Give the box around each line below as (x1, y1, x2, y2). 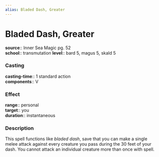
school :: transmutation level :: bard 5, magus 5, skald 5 (5, 50, 116, 56)
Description (5, 125, 34, 132)
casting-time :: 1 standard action (5, 73, 71, 79)
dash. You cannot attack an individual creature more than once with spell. (5, 146, 155, 153)
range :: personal (5, 102, 39, 108)
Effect (5, 91, 20, 97)
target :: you (5, 107, 30, 113)
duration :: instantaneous (5, 113, 56, 119)
